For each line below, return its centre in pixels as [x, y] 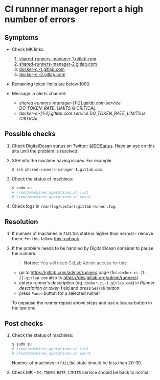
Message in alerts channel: [39, 93]
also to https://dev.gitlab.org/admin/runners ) [93, 278]
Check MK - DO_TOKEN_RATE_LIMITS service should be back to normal [80, 372]
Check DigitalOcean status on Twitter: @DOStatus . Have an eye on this [83, 146]
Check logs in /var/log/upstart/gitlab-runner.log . [64, 206]
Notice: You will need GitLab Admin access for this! [76, 263]
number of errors [40, 19]
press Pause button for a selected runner [60, 293]
